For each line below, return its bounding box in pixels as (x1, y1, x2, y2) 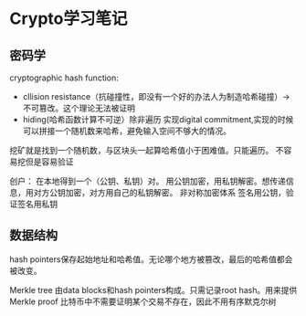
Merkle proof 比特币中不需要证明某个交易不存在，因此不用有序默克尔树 (9, 296, 277, 307)
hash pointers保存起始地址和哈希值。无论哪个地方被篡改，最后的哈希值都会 (9, 253, 293, 265)
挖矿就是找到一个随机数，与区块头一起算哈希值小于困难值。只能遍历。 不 (9, 145, 284, 155)
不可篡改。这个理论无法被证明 (22, 102, 135, 113)
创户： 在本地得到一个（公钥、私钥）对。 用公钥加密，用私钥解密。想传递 (9, 175, 286, 186)
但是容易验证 (25, 156, 74, 167)
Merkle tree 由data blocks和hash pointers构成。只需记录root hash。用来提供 (9, 284, 298, 295)
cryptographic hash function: (9, 72, 119, 83)
